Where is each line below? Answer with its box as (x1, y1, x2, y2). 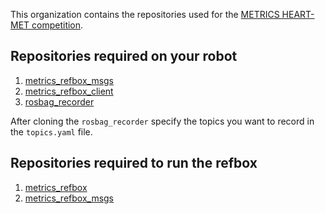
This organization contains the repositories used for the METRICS (10, 9, 280, 20)
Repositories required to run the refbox (10, 155, 258, 172)
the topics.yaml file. (10, 125, 93, 138)
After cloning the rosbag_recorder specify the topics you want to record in (10, 115, 315, 127)
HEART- (281, 9, 315, 20)
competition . (31, 19, 84, 31)
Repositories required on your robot (10, 48, 238, 65)
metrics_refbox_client (24, 85, 114, 97)
